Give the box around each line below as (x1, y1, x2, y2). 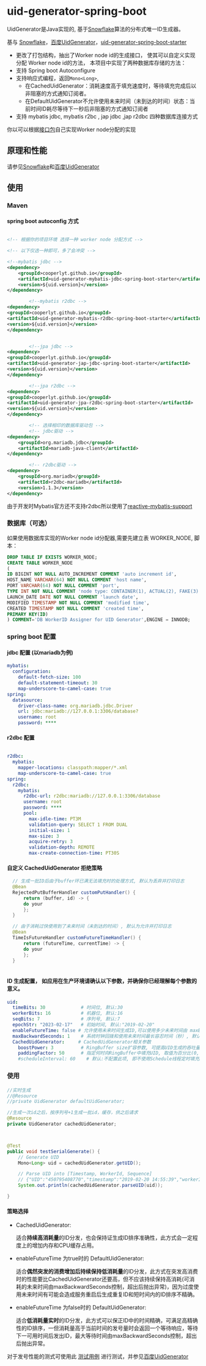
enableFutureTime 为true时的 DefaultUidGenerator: (15, 1255, 144, 1262)
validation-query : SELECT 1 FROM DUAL (29, 822, 128, 828)
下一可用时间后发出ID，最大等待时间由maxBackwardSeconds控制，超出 (15, 1332, 197, 1340)
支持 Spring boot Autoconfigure (15, 66, 95, 74)
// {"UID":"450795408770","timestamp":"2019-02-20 (18, 1177, 150, 1183)
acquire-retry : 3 (29, 839, 73, 845)
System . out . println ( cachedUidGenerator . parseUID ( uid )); (18, 1182, 164, 1189)
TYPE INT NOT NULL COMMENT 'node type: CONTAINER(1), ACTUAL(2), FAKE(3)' (7, 589, 202, 595)
